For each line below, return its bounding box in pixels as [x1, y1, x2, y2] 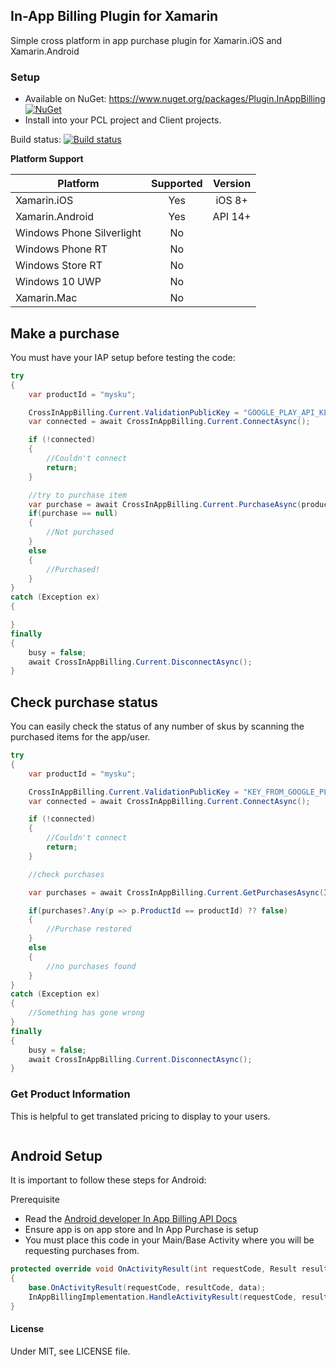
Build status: [10, 134, 62, 146]
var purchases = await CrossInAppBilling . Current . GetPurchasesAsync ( [28, 887, 325, 898]
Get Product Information [10, 1087, 131, 1101]
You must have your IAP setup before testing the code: [10, 351, 236, 363]
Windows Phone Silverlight [15, 226, 142, 240]
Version [213, 177, 252, 191]
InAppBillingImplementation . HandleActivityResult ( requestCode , [28, 1292, 298, 1303]
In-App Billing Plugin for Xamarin [10, 8, 219, 25]
